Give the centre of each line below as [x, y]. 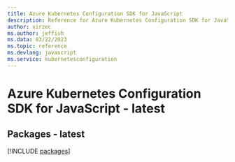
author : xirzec [29, 27]
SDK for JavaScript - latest [86, 108]
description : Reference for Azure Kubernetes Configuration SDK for [109, 20]
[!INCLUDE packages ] [39, 151]
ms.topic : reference [37, 46]
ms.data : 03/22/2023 [37, 40]
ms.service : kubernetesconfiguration [62, 59]
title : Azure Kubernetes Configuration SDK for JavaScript [95, 14]
